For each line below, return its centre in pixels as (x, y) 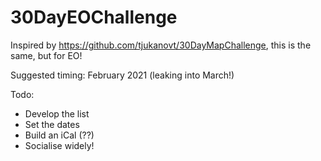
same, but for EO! (46, 55)
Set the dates (52, 124)
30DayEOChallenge (94, 17)
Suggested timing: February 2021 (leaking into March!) (122, 75)
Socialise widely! (59, 145)
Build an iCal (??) (59, 135)
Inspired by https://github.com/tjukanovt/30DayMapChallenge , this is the (161, 45)
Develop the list (57, 113)
